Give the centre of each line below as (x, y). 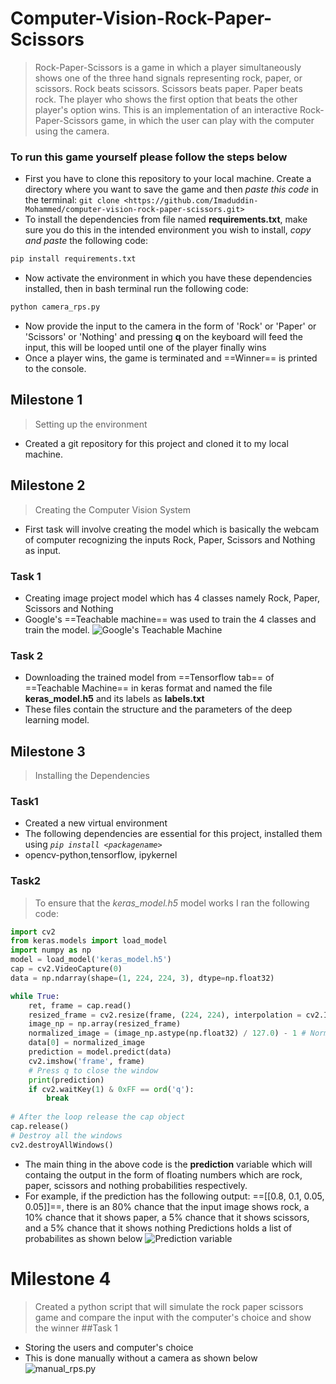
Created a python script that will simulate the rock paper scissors (169, 1306)
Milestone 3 (48, 751)
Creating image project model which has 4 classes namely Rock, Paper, (172, 598)
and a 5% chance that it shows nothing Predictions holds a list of (158, 1228)
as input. (43, 550)
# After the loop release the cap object (98, 1117)
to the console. (55, 368)
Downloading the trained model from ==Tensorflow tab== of (149, 678)
